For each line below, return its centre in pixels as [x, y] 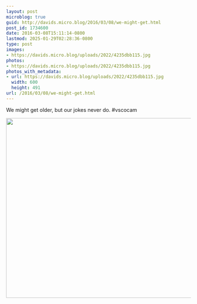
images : [16, 50]
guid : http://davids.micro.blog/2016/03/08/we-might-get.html [84, 22]
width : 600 [25, 83]
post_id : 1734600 [27, 28]
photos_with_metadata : [34, 71]
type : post [19, 45]
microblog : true [26, 17]
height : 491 [26, 88]
